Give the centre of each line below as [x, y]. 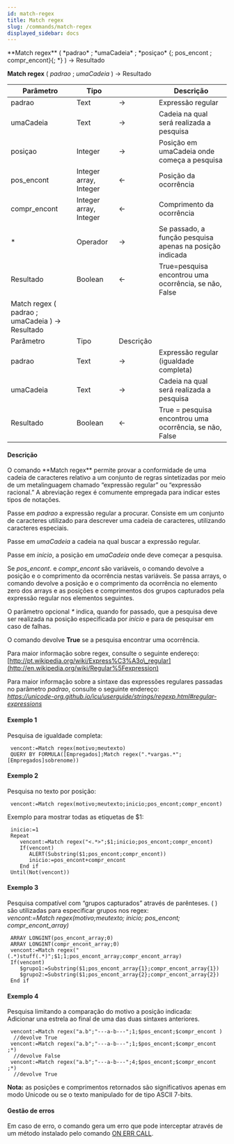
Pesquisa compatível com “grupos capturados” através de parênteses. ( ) [112, 903]
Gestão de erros [31, 1111]
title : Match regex [36, 20]
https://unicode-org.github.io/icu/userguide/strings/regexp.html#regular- [112, 696]
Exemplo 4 [23, 996]
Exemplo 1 [22, 720]
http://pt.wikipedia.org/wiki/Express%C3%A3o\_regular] [90, 661]
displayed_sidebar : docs [43, 33]
